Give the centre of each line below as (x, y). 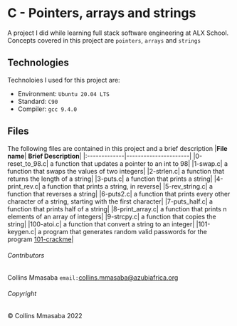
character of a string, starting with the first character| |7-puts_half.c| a (110, 201)
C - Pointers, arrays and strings (102, 13)
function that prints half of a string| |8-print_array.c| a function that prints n (117, 209)
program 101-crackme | (41, 239)
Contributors (26, 256)
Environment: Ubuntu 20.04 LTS (64, 93)
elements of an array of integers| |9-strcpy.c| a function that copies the (112, 216)
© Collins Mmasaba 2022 (45, 315)
